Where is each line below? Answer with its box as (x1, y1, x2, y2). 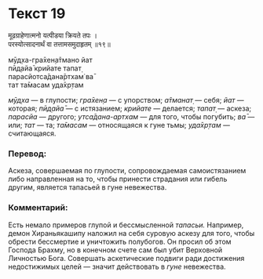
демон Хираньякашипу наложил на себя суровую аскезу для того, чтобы (8, 228, 255, 237)
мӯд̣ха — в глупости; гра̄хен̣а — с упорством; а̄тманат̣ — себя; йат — (8, 95, 245, 104)
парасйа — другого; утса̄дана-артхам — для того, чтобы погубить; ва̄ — (8, 111, 255, 121)
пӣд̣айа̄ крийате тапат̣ (8, 63, 82, 73)
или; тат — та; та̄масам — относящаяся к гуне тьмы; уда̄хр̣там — (8, 120, 230, 129)
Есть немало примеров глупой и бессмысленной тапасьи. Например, (8, 220, 244, 230)
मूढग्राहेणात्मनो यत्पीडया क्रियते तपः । (8, 31, 98, 40)
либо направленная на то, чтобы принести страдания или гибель (8, 174, 228, 184)
